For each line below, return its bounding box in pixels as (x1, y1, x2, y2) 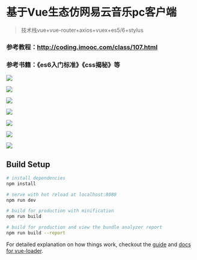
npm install (6, 181, 36, 187)
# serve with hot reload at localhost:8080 (6, 192, 117, 198)
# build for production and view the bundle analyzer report (6, 225, 163, 231)
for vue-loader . (6, 247, 44, 254)
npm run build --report (6, 230, 66, 236)
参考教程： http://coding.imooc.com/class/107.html (6, 43, 158, 51)
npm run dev (6, 197, 36, 203)
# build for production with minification (6, 208, 114, 214)
